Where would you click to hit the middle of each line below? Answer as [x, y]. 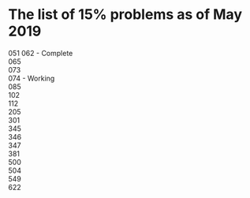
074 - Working [32, 78]
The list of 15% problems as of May [125, 15]
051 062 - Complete [41, 53]
